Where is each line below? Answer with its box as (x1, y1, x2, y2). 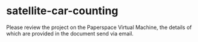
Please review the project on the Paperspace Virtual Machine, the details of (6, 24, 192, 31)
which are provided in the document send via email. (6, 30, 134, 37)
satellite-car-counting (6, 4, 118, 18)
